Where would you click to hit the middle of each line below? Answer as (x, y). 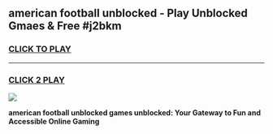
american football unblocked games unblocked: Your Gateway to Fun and (135, 112)
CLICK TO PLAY (40, 50)
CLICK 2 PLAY (37, 80)
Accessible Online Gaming (54, 121)
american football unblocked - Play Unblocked (128, 13)
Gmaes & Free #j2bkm (65, 26)
